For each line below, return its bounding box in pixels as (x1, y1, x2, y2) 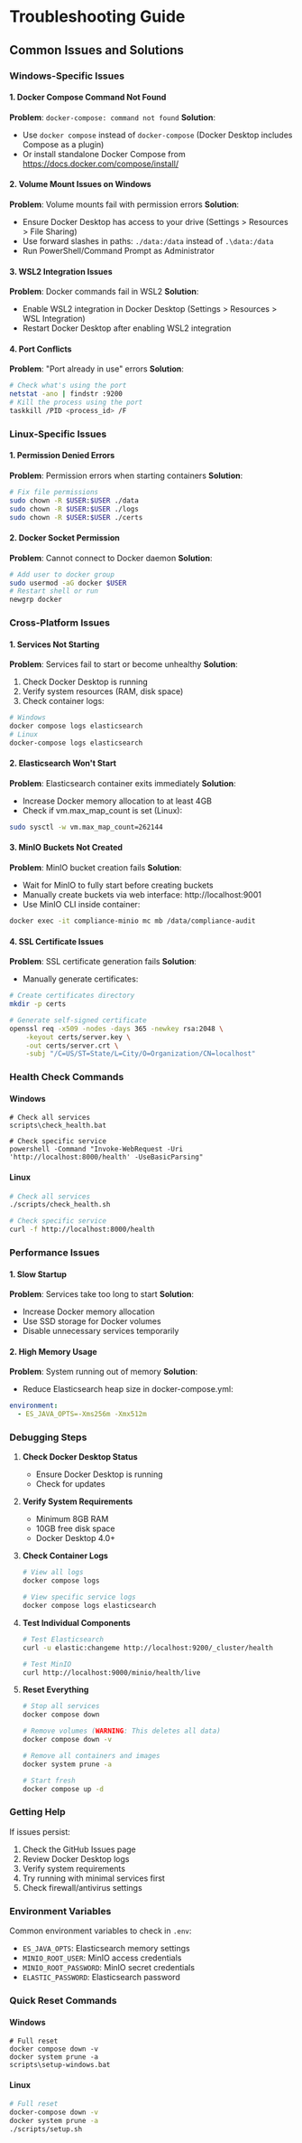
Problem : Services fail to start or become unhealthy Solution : (9, 659, 239, 670)
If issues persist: (9, 1826, 70, 1837)
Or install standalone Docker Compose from (22, 148, 187, 159)
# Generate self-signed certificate (9, 1015, 147, 1025)
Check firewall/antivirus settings (22, 1882, 142, 1893)
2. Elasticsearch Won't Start (9, 757, 117, 769)
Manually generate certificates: (22, 973, 139, 984)
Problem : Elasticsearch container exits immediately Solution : (9, 777, 236, 788)
